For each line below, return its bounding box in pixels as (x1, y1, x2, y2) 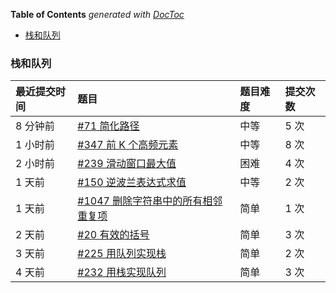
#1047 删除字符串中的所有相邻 (77, 194, 223, 208)
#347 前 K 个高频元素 (77, 138, 179, 152)
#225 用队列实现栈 (77, 247, 167, 261)
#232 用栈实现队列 (77, 265, 167, 279)
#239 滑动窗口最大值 (77, 157, 177, 171)
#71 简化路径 (77, 119, 140, 133)
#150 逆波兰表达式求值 (77, 175, 187, 189)
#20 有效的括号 (77, 228, 150, 242)
